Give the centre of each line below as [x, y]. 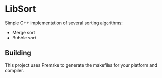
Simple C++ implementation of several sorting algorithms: [64, 23]
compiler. [15, 70]
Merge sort [24, 32]
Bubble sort [24, 38]
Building [18, 53]
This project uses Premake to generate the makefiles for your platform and [81, 65]
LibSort [21, 9]
